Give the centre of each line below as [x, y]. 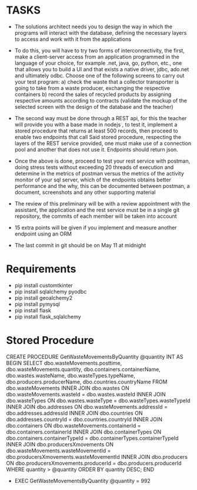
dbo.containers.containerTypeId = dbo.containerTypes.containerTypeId [92, 438]
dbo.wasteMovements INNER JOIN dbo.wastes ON [68, 388]
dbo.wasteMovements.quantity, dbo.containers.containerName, [83, 369]
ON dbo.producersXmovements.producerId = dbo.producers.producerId [94, 463]
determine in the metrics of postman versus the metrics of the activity [99, 173]
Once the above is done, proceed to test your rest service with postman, [102, 161]
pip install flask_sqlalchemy [48, 316]
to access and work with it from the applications [73, 39]
